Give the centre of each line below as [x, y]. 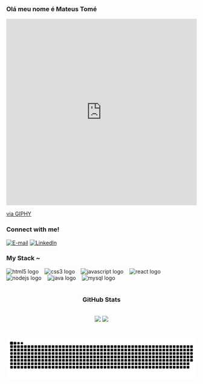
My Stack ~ [23, 258]
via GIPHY [19, 214]
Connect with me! [33, 229]
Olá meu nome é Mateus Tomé [52, 9]
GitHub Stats [101, 299]
